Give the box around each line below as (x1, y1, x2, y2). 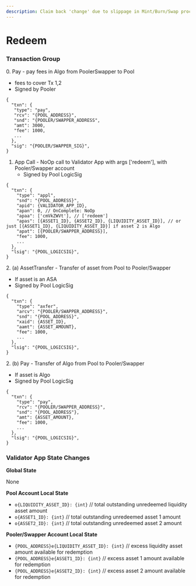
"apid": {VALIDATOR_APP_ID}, (16, 203, 87, 209)
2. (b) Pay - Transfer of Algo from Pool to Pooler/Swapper (6, 360, 145, 367)
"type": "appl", (16, 193, 57, 199)
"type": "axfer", (16, 304, 59, 309)
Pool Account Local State (6, 490, 69, 497)
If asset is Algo (14, 372, 51, 379)
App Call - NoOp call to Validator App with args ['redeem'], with (14, 159, 167, 166)
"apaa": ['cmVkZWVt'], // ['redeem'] (16, 213, 108, 219)
